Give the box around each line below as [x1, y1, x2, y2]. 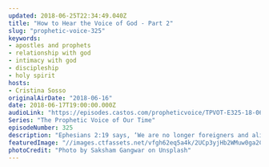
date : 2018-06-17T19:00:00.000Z [8, 101, 116, 109]
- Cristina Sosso [8, 86, 66, 95]
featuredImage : [8, 138, 59, 147]
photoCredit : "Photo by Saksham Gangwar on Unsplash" [8, 146, 192, 154]
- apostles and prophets [8, 42, 91, 50]
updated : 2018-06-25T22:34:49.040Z [8, 11, 127, 20]
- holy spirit [8, 71, 56, 79]
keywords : [8, 34, 42, 43]
